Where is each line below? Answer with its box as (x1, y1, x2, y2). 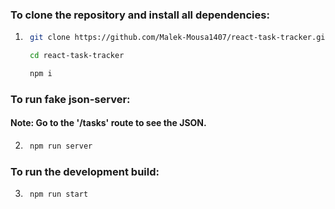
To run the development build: (10, 164, 160, 178)
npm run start (29, 189, 89, 200)
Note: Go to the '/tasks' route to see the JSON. (10, 117, 207, 129)
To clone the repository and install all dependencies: (10, 8, 270, 22)
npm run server (29, 141, 93, 152)
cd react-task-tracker (29, 51, 125, 61)
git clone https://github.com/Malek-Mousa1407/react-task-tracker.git (29, 33, 330, 43)
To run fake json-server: (10, 92, 131, 106)
